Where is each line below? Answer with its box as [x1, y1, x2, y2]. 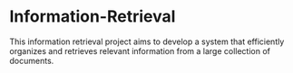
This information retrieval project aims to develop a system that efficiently [9, 36, 285, 47]
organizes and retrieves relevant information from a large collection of [9, 45, 270, 56]
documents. [9, 55, 54, 66]
